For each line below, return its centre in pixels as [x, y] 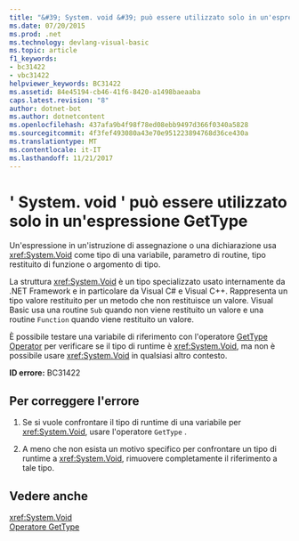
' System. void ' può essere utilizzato [148, 202]
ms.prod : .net [36, 34]
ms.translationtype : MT [53, 141]
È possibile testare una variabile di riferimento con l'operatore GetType [139, 337]
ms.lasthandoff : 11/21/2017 [61, 158]
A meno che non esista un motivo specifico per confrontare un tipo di [149, 449]
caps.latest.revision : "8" [59, 100]
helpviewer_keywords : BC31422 [65, 84]
